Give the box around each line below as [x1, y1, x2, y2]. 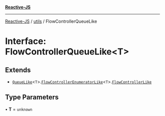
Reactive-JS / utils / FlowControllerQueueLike [5, 18, 97, 24]
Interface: [5, 36, 47, 47]
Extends [5, 66, 31, 74]
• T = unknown [5, 106, 33, 112]
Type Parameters [5, 93, 59, 102]
